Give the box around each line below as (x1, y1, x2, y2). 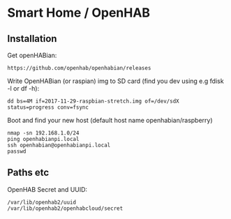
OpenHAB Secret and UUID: (7, 185, 88, 193)
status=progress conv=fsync (7, 104, 89, 111)
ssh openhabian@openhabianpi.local (7, 142, 111, 149)
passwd (7, 148, 27, 155)
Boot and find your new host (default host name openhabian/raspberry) (7, 116, 213, 124)
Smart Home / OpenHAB (7, 5, 151, 21)
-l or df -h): (7, 84, 40, 92)
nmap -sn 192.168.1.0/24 (7, 130, 80, 137)
